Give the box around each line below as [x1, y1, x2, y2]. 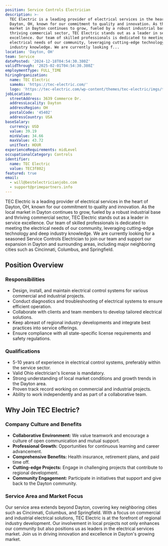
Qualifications [5, 348, 40, 355]
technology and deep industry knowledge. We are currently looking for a [5, 230, 155, 236]
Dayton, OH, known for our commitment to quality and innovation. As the [5, 204, 155, 210]
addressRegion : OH [9, 105, 48, 110]
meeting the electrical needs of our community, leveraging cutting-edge [5, 225, 154, 231]
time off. [12, 459, 30, 465]
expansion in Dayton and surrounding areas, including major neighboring [5, 241, 155, 247]
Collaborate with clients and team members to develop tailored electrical [12, 309, 162, 315]
